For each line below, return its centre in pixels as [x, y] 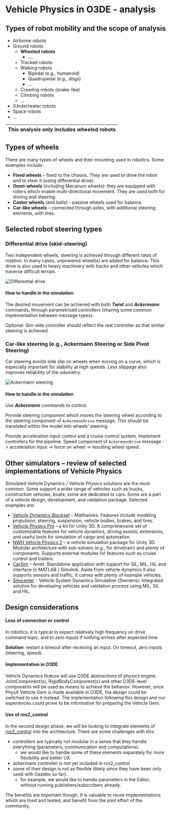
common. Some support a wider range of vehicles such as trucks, [75, 489]
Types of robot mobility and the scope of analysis [86, 28]
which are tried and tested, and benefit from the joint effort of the [74, 801]
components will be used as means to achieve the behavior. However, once [85, 686]
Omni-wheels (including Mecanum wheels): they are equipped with [84, 186]
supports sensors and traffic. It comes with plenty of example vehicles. [87, 575]
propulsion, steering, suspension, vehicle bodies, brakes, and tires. [83, 520]
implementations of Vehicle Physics [64, 471]
